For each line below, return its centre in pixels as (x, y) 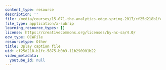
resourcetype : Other (26, 42)
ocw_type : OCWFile (24, 37)
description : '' (22, 14)
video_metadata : (22, 55)
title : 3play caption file (33, 46)
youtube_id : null (27, 60)
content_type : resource (30, 10)
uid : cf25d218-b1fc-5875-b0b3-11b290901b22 (51, 51)
